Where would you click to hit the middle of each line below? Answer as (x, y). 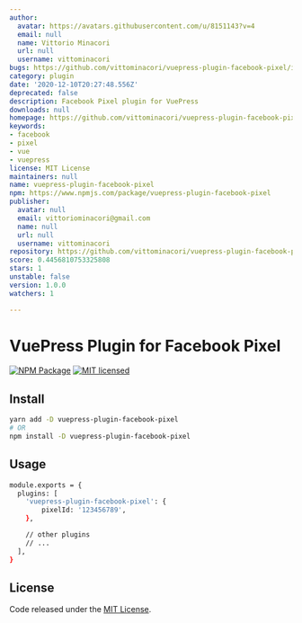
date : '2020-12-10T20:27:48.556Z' (74, 85)
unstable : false (40, 277)
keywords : (28, 127)
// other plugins (58, 535)
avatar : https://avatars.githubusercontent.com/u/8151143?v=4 (136, 26)
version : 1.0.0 (38, 285)
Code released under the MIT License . (80, 610)
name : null (38, 227)
